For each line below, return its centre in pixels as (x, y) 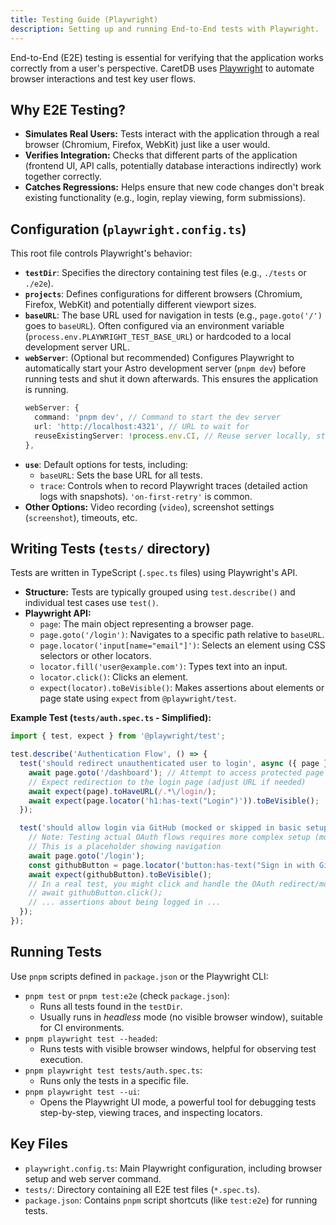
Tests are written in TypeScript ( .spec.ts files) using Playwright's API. (154, 573)
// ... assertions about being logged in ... (125, 902)
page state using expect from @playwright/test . (138, 698)
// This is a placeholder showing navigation (125, 847)
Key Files (39, 1144)
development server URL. (77, 347)
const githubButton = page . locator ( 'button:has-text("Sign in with (171, 865)
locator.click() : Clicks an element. (114, 677)
